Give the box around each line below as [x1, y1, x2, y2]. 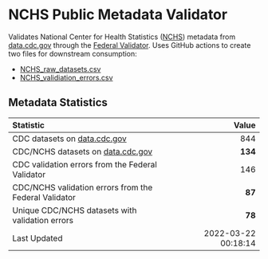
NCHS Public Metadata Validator [8, 6, 228, 24]
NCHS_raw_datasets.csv [19, 64, 101, 73]
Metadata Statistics [8, 96, 108, 109]
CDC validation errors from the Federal [12, 159, 157, 170]
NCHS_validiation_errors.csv [19, 73, 113, 82]
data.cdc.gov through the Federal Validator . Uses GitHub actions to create [8, 40, 251, 49]
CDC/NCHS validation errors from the [12, 182, 153, 193]
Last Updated [12, 233, 63, 244]
